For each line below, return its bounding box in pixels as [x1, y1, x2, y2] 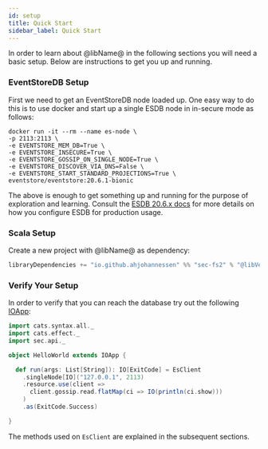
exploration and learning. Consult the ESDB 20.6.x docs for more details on [8, 199, 254, 209]
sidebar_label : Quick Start [8, 26, 102, 34]
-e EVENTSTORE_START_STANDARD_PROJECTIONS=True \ [8, 169, 177, 177]
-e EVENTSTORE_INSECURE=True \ [8, 149, 112, 157]
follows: [8, 112, 34, 121]
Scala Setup [8, 227, 56, 238]
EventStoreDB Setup [8, 77, 89, 88]
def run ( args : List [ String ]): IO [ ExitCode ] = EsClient [15, 365, 202, 374]
